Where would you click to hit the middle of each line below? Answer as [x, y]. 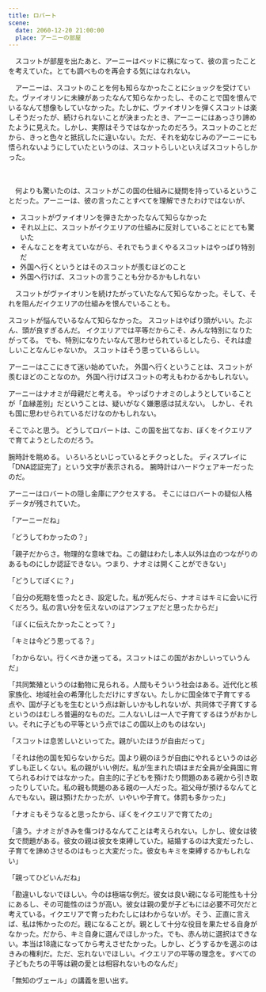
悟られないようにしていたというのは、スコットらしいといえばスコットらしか [133, 147]
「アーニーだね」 [36, 520]
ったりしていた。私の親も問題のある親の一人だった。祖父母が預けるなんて [129, 788]
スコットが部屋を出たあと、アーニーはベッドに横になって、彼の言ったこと [136, 61]
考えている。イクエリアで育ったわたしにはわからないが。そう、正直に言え [129, 914]
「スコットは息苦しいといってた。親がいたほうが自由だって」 [108, 741]
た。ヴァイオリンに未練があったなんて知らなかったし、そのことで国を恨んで [133, 98]
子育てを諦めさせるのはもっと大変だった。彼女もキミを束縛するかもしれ [126, 851]
